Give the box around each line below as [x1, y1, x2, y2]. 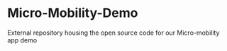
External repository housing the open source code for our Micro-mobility [7, 28, 220, 37]
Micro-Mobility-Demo [7, 5, 138, 21]
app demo [7, 35, 38, 44]
